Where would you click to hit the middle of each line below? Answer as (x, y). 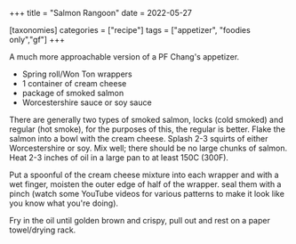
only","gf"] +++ (37, 40)
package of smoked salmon (73, 93)
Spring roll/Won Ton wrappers (77, 74)
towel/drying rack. (43, 230)
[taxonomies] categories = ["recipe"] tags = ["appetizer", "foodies (130, 30)
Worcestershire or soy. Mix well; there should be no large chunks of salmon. (148, 148)
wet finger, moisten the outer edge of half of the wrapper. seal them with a (145, 184)
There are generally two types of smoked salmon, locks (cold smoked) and (146, 120)
